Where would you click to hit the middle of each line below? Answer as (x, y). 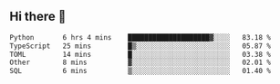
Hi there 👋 (38, 17)
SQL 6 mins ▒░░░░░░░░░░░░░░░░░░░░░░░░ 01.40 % (140, 71)
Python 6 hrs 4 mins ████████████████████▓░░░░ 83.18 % (140, 37)
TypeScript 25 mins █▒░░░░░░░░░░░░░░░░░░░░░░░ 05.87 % (140, 46)
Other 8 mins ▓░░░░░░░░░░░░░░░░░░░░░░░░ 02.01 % (140, 63)
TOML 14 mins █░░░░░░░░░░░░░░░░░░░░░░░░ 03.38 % (140, 54)
